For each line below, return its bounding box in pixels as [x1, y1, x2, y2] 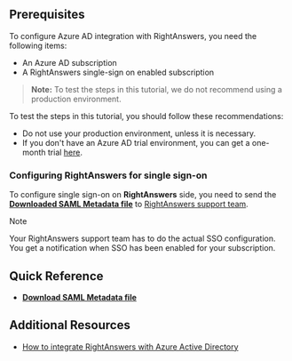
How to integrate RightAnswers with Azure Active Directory [21, 341, 239, 352]
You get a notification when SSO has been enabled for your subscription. [9, 243, 276, 253]
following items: [9, 40, 67, 51]
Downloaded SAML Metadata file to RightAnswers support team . [9, 199, 249, 210]
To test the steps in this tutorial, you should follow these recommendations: [9, 110, 284, 121]
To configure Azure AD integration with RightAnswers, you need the [9, 30, 257, 41]
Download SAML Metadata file [21, 292, 138, 302]
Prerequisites [9, 7, 85, 22]
